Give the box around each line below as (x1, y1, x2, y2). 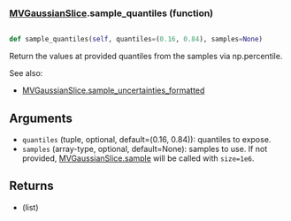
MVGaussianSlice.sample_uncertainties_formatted (21, 85, 205, 95)
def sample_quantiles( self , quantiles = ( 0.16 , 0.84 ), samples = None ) (9, 34, 264, 44)
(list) (21, 202, 39, 212)
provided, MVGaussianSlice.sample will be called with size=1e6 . (21, 153, 255, 164)
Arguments (9, 110, 73, 126)
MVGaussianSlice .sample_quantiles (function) (9, 7, 214, 19)
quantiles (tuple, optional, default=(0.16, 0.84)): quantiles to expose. (21, 133, 272, 144)
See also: (9, 68, 43, 79)
